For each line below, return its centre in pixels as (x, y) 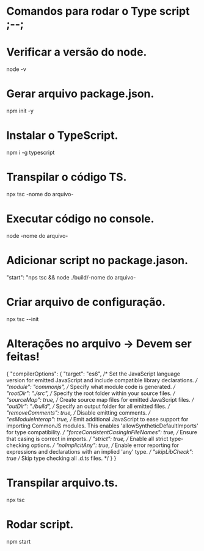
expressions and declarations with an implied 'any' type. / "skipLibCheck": (100, 451)
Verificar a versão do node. (77, 52)
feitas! (23, 357)
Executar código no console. (80, 219)
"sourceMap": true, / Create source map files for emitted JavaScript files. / (100, 399)
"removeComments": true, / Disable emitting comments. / (78, 412)
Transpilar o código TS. (67, 177)
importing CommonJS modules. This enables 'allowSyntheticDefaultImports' (102, 426)
